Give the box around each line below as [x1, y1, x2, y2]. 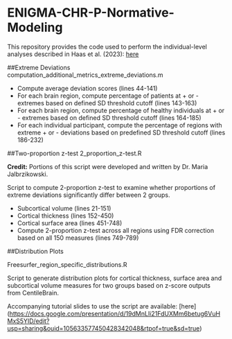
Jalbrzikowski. [7, 170, 48, 178]
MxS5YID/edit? [7, 317, 50, 325]
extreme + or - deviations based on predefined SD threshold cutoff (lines [17, 128, 226, 137]
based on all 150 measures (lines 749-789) [17, 234, 139, 242]
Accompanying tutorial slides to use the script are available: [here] [7, 302, 197, 310]
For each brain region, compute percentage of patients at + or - [17, 92, 199, 100]
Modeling [7, 19, 63, 35]
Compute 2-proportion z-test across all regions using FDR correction [17, 226, 215, 234]
